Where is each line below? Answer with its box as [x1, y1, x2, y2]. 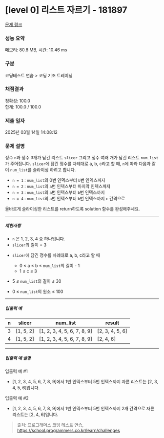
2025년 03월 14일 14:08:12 [5, 129, 58, 135]
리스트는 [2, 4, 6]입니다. [12, 412, 59, 417]
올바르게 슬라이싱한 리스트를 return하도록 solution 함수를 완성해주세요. [5, 206, 140, 212]
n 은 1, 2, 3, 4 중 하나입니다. [12, 236, 65, 242]
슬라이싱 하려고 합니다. [32, 167, 76, 173]
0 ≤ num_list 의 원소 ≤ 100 [12, 289, 63, 294]
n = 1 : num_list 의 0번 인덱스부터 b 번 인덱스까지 [12, 177, 105, 183]
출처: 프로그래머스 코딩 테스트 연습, [17, 422, 84, 428]
